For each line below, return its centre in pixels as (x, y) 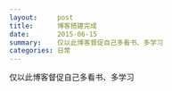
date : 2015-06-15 (53, 34)
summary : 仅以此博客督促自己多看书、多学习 (86, 42)
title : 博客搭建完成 (53, 26)
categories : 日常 (40, 51)
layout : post (41, 17)
